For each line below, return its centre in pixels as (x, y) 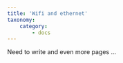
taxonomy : (21, 20)
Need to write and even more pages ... (61, 52)
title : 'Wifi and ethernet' (48, 13)
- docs (41, 33)
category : (34, 26)
